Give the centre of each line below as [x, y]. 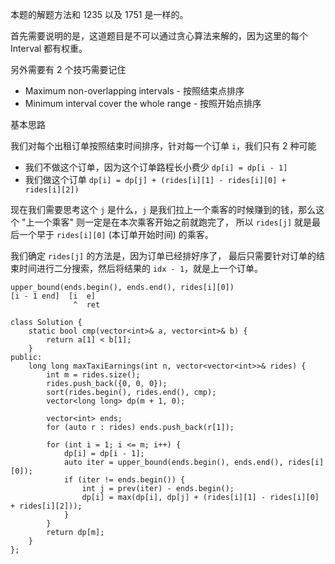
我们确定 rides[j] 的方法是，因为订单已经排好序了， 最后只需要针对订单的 [163, 256]
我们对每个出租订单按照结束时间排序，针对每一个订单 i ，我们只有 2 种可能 [163, 146]
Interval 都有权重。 [49, 48]
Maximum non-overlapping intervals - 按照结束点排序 [134, 91]
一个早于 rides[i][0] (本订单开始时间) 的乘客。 [116, 234]
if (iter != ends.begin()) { [124, 480]
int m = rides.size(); [93, 375]
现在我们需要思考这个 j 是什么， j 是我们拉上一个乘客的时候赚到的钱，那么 [163, 209]
